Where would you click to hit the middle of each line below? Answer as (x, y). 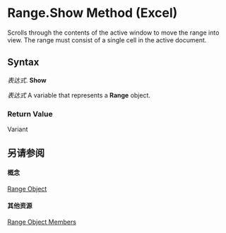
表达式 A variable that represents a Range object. (79, 95)
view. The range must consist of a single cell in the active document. (107, 40)
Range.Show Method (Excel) (93, 13)
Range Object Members (42, 222)
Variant (18, 129)
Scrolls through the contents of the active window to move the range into (113, 32)
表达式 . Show (27, 80)
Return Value (30, 114)
